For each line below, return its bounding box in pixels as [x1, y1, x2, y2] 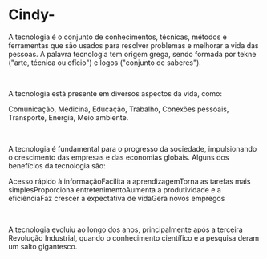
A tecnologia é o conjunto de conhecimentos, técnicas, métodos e [8, 32, 227, 42]
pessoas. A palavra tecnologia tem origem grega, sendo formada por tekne [8, 49, 257, 59]
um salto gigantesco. [8, 241, 78, 251]
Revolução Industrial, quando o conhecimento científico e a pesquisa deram [8, 233, 260, 242]
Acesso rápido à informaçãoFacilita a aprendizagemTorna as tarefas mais [8, 176, 251, 186]
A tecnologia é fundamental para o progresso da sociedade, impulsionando [8, 144, 257, 153]
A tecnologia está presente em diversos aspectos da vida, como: [8, 88, 223, 98]
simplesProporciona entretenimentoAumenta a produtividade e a [8, 184, 222, 194]
